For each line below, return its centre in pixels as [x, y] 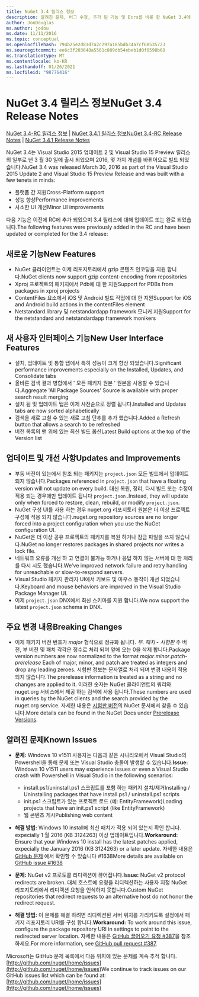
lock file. [25, 551]
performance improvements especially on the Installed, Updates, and [99, 369]
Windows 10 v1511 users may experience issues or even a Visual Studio [101, 769]
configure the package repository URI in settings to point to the [92, 929]
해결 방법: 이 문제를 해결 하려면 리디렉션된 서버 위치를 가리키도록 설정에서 [99, 915]
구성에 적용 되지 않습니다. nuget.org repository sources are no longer [97, 517]
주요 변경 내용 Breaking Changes [64, 627]
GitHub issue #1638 [39, 863]
